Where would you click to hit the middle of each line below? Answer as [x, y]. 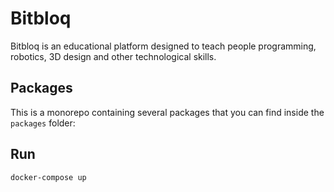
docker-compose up [48, 177]
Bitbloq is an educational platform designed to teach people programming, [163, 46]
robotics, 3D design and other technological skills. [113, 56]
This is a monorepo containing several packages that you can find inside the [167, 112]
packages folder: [43, 123]
